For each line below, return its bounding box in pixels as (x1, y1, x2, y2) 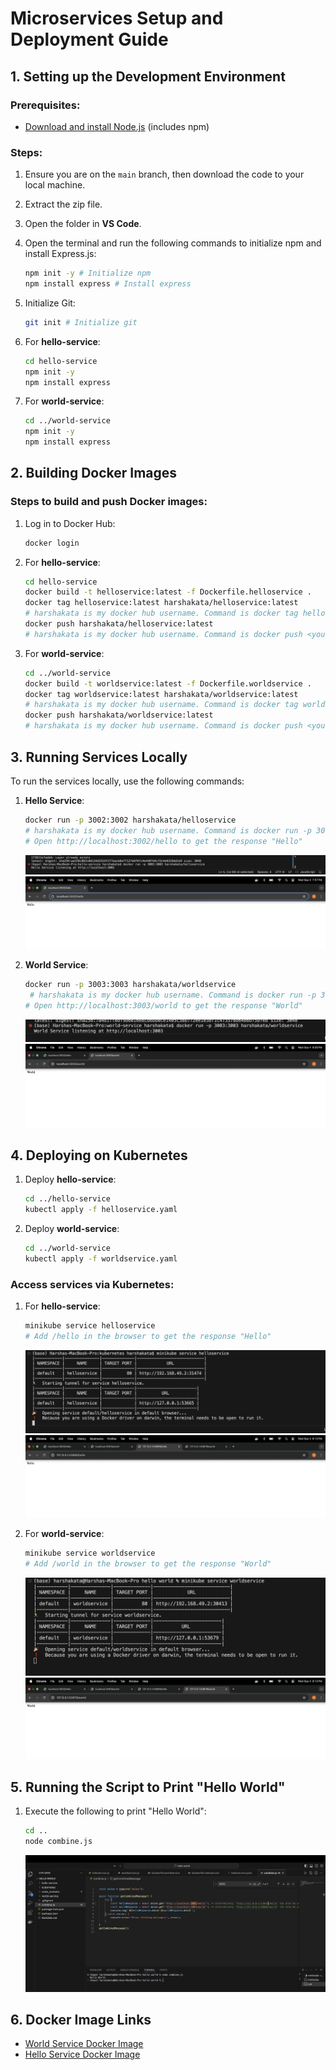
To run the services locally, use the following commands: (10, 775, 245, 787)
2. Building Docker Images (10, 465, 178, 482)
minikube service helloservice (24, 1321, 156, 1331)
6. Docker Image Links (10, 2012, 152, 2029)
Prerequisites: (10, 98, 81, 112)
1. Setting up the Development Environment (10, 68, 286, 85)
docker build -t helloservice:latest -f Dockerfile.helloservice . (24, 587, 313, 597)
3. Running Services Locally (10, 748, 188, 766)
